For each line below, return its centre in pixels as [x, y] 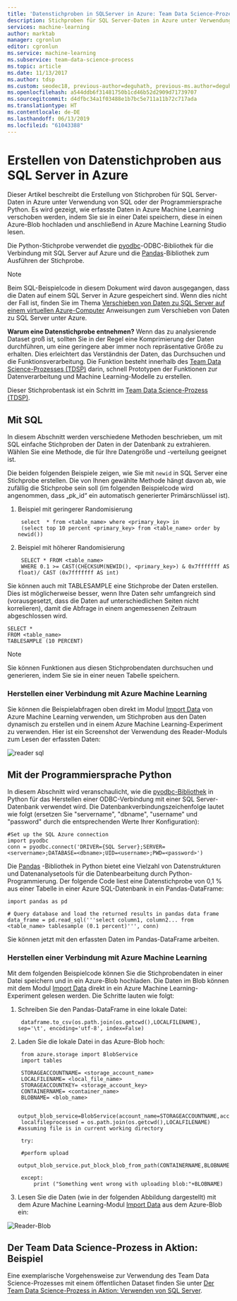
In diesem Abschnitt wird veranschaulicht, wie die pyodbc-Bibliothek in [110, 792]
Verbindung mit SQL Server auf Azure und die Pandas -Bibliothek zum [108, 253]
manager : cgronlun [34, 40]
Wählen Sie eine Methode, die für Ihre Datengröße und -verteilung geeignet [117, 452]
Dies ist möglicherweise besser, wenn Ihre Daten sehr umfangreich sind [111, 594]
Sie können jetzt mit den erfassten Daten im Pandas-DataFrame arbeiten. [114, 939]
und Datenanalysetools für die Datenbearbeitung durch [87, 874]
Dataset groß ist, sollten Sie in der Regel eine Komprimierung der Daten [111, 339]
